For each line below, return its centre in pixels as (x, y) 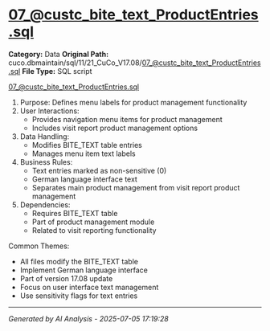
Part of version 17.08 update (66, 278)
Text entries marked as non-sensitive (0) (99, 170)
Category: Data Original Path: (59, 54)
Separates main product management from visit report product (136, 187)
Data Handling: (45, 136)
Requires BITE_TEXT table (75, 213)
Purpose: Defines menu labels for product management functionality (133, 102)
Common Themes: (39, 246)
